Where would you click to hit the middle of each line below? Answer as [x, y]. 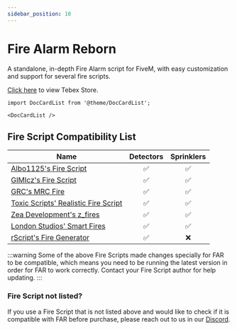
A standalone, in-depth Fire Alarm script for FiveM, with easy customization [118, 69]
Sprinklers [188, 157]
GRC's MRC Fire [38, 192]
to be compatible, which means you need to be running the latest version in [117, 263]
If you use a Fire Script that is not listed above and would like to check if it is [118, 312]
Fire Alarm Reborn [62, 49]
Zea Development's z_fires [55, 215]
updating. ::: [25, 278]
